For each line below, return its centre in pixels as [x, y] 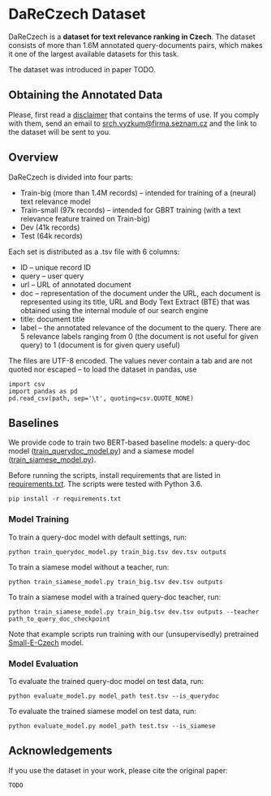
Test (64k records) [51, 235]
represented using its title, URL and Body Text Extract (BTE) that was [135, 302]
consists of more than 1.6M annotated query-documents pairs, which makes [135, 45]
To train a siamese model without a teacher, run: [89, 567]
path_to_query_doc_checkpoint [60, 619]
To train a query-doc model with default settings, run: [98, 537]
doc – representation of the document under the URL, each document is [140, 293]
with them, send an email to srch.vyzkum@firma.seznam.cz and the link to [133, 123]
